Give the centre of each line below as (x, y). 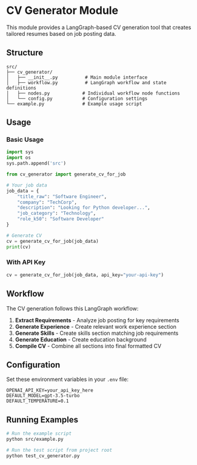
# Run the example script (39, 434)
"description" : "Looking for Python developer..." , (84, 208)
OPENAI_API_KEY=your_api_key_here (50, 391)
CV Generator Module (62, 11)
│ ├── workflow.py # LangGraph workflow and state (86, 82)
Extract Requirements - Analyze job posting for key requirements (97, 320)
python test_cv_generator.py (43, 456)
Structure (25, 53)
